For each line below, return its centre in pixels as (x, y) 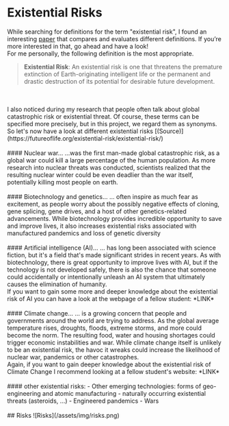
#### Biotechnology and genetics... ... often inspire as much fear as (103, 196)
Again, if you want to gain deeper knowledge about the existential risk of (109, 364)
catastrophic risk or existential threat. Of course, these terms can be (103, 116)
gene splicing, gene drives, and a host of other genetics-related (97, 211)
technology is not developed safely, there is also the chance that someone (112, 270)
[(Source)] (169, 131)
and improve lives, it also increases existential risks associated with (102, 226)
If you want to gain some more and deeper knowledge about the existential (112, 291)
